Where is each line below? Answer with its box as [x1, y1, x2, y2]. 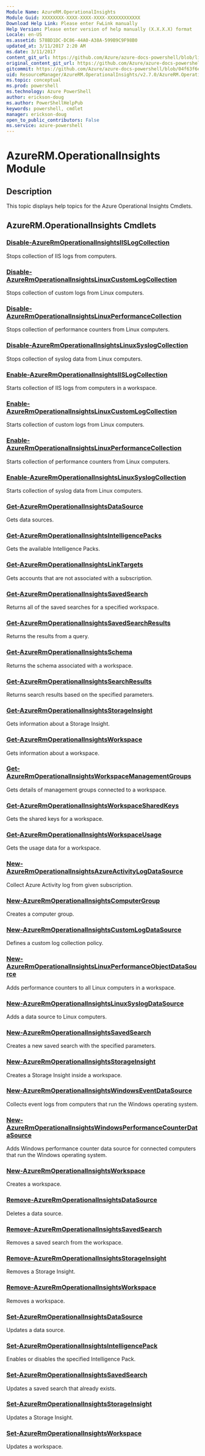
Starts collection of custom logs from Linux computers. [6, 421, 145, 428]
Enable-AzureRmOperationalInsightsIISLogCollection [6, 370, 168, 379]
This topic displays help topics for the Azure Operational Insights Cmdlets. [6, 202, 193, 210]
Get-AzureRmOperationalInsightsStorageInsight [6, 706, 153, 715]
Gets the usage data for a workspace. [6, 844, 101, 851]
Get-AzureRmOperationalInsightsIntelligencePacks [6, 531, 162, 540]
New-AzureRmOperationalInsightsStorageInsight [6, 1057, 156, 1066]
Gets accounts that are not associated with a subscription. [6, 574, 153, 581]
